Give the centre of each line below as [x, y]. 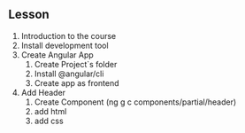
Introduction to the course [69, 35]
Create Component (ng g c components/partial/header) [135, 102]
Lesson [29, 15]
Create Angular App [57, 55]
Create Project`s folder [76, 64]
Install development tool [65, 45]
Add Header [43, 92]
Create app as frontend [77, 82]
